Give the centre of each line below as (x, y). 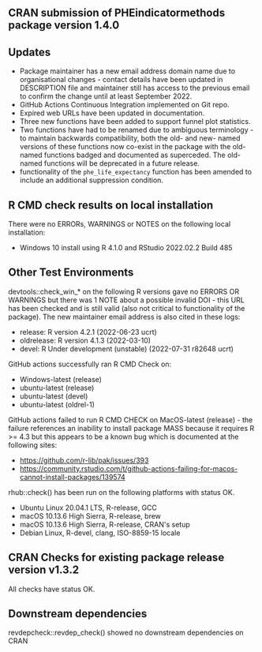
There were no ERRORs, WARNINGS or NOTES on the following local (120, 224)
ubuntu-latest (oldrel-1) (57, 404)
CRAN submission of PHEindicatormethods (117, 13)
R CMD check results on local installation (111, 205)
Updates (30, 52)
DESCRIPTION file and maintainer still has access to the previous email (135, 88)
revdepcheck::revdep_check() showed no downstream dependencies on (126, 633)
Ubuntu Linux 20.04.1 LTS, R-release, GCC (88, 508)
